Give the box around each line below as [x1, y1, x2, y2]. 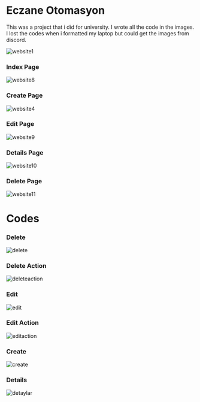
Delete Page [6, 177, 43, 186]
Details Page [6, 148, 44, 156]
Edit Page [6, 120, 35, 128]
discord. [6, 36, 27, 43]
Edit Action [6, 319, 39, 327]
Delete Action [6, 261, 47, 270]
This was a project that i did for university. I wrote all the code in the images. [6, 23, 195, 31]
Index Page [6, 62, 40, 71]
